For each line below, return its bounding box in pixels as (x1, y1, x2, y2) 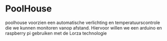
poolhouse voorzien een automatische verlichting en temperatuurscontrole (5, 19, 160, 25)
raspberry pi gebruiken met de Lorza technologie (5, 30, 107, 36)
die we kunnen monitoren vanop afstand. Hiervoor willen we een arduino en (5, 24, 162, 30)
